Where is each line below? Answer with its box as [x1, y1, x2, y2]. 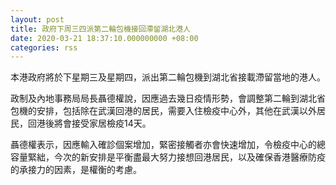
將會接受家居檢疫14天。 [53, 117, 152, 130]
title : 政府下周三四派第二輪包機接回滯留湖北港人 [10, 24, 191, 34]
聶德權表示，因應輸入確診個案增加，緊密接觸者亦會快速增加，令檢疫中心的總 [10, 139, 326, 151]
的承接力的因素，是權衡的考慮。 [10, 164, 142, 176]
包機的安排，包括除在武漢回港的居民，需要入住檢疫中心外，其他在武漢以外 [10, 105, 317, 117]
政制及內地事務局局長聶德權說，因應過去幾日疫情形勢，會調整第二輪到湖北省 [10, 92, 326, 105]
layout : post [10, 14, 65, 25]
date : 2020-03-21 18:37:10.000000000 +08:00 [10, 33, 199, 43]
